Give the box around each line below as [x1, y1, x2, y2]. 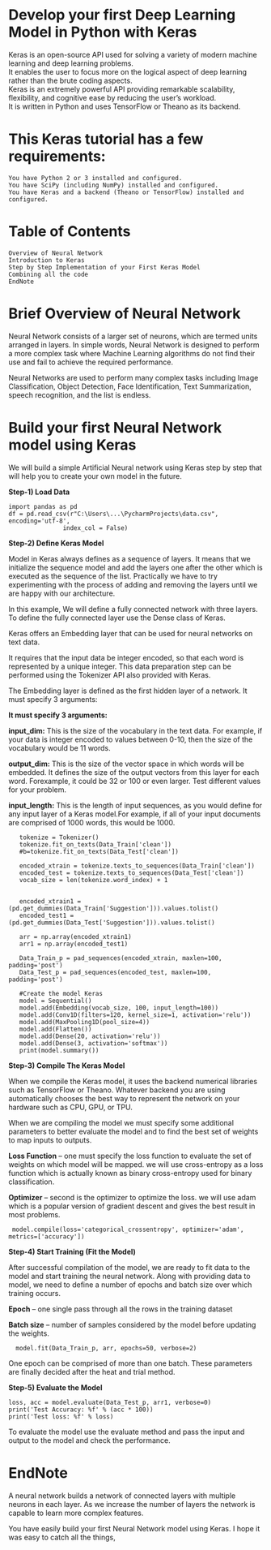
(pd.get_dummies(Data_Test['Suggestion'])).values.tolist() [8, 919, 216, 927]
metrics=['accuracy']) [8, 1232, 85, 1241]
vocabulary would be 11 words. [8, 743, 111, 752]
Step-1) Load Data [8, 487, 70, 497]
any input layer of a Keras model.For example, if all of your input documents [8, 809, 261, 819]
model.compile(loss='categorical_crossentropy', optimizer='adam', [11, 1225, 244, 1234]
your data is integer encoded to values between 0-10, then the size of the [8, 734, 253, 744]
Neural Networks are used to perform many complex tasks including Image [8, 372, 259, 382]
